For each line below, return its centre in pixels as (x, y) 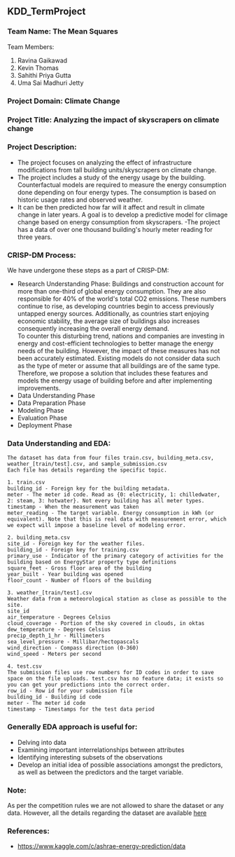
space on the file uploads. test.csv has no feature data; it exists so (115, 679)
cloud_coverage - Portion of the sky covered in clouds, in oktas (106, 624)
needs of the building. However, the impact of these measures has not (119, 351)
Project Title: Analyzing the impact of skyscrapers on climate (113, 120)
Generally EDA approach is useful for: (72, 727)
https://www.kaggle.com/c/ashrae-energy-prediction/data (101, 846)
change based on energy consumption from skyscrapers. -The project (119, 222)
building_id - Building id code (54, 697)
